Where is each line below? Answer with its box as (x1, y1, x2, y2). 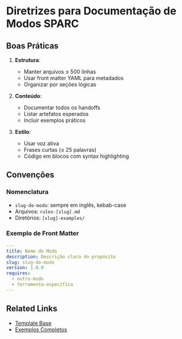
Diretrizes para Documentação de (6, 4, 177, 18)
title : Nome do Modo (6, 248, 58, 254)
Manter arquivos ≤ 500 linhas (23, 68, 97, 75)
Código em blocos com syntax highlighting (23, 152, 129, 160)
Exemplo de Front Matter (6, 229, 79, 237)
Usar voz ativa (23, 140, 60, 147)
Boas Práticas (6, 41, 58, 51)
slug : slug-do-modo (6, 259, 55, 265)
